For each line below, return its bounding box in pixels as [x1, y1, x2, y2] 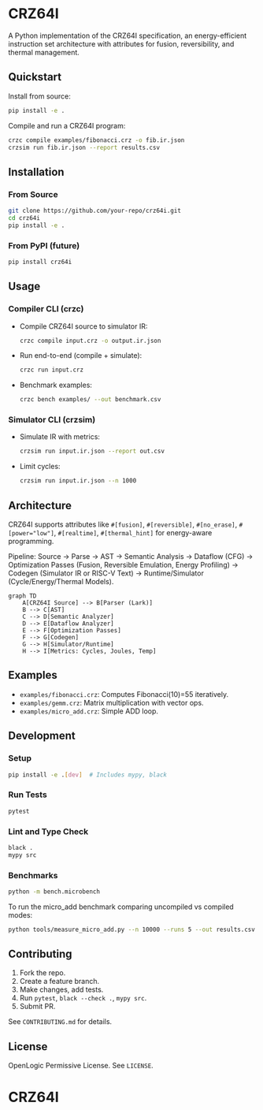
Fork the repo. [19, 968, 66, 978]
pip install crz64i [8, 258, 72, 266]
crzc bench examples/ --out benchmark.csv [19, 396, 161, 404]
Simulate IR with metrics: [19, 432, 101, 441]
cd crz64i [8, 214, 41, 222]
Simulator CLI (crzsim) [8, 415, 96, 426]
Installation [8, 165, 65, 178]
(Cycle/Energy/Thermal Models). [8, 577, 114, 587]
